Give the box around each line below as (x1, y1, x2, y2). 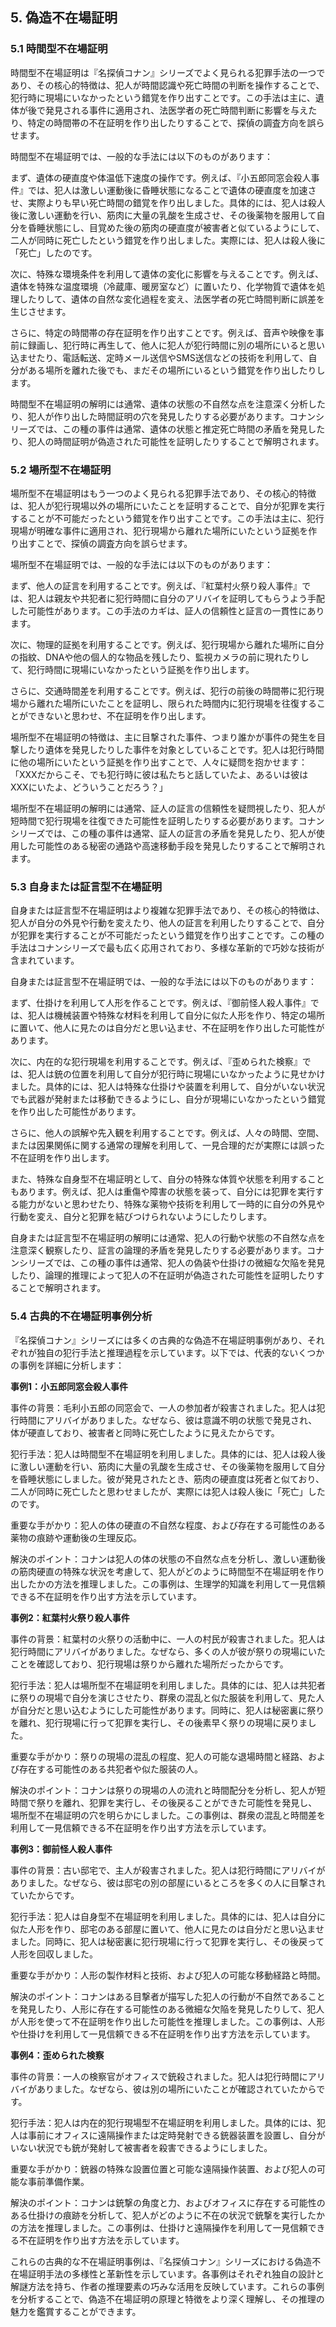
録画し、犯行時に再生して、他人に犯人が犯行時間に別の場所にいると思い (27, 339, 325, 351)
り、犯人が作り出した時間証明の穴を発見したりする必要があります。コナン (10, 410, 317, 422)
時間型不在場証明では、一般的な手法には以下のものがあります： (10, 150, 273, 162)
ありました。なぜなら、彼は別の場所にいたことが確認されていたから (36, 2083, 317, 2095)
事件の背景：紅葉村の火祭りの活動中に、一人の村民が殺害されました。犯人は (10, 1633, 326, 1645)
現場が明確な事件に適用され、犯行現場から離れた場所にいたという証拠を (10, 524, 309, 537)
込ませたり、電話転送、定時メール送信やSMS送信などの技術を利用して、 (10, 351, 309, 363)
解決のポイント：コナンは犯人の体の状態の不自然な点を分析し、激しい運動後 (10, 1553, 326, 1565)
